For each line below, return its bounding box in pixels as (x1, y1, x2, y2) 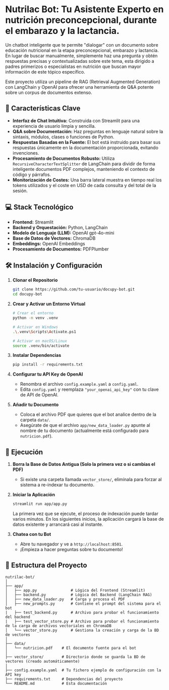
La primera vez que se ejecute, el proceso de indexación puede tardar (12, 511, 159, 517)
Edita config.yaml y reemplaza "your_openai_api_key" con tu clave (20, 386, 159, 392)
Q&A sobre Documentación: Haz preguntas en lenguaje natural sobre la (12, 128, 163, 134)
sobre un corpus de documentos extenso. (5, 89, 92, 95)
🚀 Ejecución (5, 448, 43, 456)
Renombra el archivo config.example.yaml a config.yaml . (20, 381, 139, 387)
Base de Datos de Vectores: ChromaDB (12, 235, 96, 241)
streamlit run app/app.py (12, 501, 67, 506)
